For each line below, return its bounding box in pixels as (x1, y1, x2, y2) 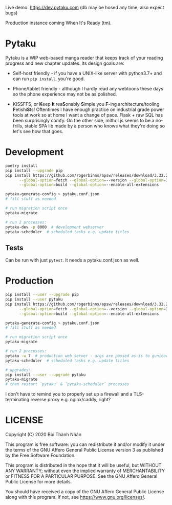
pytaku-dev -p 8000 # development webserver (5, 225, 104, 230)
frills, (12, 123, 24, 129)
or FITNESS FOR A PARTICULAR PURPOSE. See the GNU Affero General (5, 473, 158, 479)
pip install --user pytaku (5, 297, 63, 302)
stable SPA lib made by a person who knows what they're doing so (24, 123, 165, 129)
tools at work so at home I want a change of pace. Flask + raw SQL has (12, 111, 163, 118)
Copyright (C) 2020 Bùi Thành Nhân (5, 432, 82, 438)
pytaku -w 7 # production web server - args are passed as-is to (5, 353, 150, 359)
